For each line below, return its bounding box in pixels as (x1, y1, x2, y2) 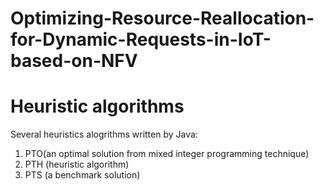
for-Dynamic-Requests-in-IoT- (10, 28, 272, 51)
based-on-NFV (10, 50, 138, 72)
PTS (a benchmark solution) (24, 169, 141, 181)
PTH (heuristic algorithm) (24, 158, 130, 171)
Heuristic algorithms (10, 95, 185, 118)
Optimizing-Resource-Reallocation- (10, 7, 315, 30)
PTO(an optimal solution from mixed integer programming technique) (24, 148, 310, 160)
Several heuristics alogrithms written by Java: (10, 128, 198, 141)
